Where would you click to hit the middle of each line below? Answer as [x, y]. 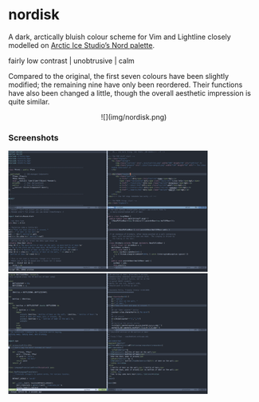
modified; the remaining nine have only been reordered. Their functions [126, 85]
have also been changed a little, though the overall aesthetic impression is [129, 93]
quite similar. [29, 101]
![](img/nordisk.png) [134, 116]
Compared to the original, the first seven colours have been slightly [119, 76]
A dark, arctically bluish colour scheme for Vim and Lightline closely [120, 37]
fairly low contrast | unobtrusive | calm [72, 61]
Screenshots [33, 137]
